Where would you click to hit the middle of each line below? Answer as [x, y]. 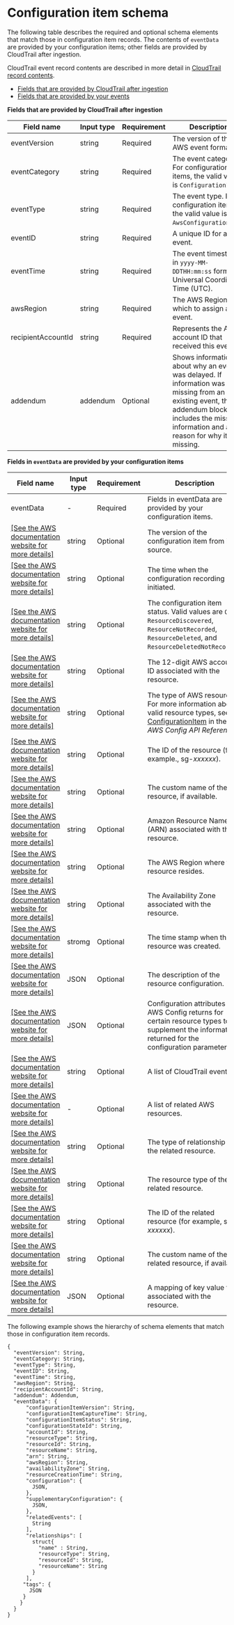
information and [198, 426]
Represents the [197, 328]
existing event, [196, 401]
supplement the [173, 1029]
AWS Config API [174, 730]
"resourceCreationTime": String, [74, 1474]
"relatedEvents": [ [54, 1517]
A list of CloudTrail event [187, 1071]
